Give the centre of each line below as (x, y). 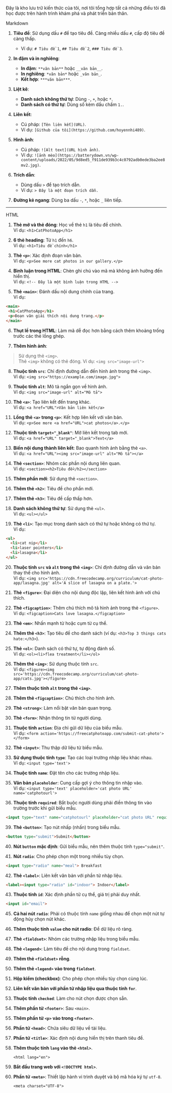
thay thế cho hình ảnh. (37, 573)
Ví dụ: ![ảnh (33, 155)
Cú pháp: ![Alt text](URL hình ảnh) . (60, 149)
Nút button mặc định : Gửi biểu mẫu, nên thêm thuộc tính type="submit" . (89, 846)
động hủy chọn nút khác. (39, 919)
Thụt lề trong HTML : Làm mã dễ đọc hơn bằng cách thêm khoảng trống (89, 331)
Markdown (17, 23)
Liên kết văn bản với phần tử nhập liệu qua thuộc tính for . (75, 989)
